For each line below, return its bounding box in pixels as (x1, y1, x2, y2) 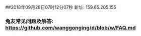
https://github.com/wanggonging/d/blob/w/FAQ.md (5, 24, 136, 31)
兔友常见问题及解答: (5, 18, 54, 25)
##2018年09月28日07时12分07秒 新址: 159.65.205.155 (5, 4, 117, 10)
